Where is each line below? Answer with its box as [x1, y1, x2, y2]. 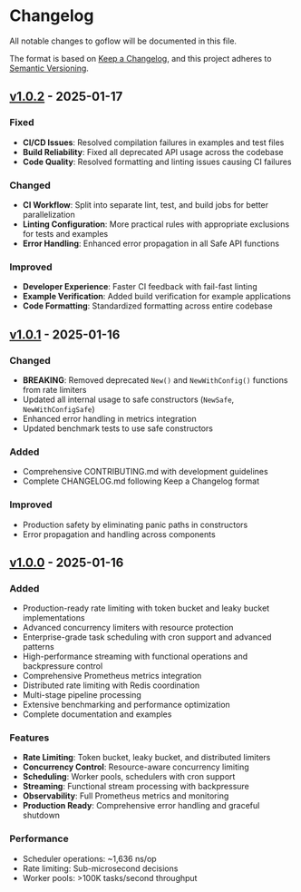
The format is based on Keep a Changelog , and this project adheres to [9, 53, 272, 64]
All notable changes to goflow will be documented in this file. [9, 35, 238, 46]
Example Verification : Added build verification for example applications [22, 291, 292, 302]
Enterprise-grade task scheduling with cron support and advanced [22, 632, 272, 642]
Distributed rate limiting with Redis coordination [22, 680, 200, 691]
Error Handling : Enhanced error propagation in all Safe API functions [22, 238, 279, 249]
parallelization [22, 209, 75, 220]
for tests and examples [22, 228, 109, 239]
